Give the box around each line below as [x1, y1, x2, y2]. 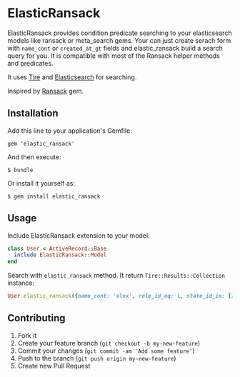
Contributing [7, 312, 66, 324]
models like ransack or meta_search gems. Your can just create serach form [7, 36, 231, 44]
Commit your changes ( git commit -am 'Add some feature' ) [17, 346, 195, 355]
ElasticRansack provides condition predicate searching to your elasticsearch [7, 29, 232, 37]
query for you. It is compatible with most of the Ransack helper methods [7, 51, 220, 60]
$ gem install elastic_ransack [7, 193, 101, 200]
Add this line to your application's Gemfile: [7, 126, 132, 135]
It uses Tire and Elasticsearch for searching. [7, 73, 137, 81]
